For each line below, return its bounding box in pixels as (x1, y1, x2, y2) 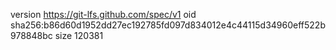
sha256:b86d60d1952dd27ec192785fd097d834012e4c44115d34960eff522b (10, 19, 326, 31)
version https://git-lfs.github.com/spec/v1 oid (10, 9, 197, 20)
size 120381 (54, 30, 104, 41)
